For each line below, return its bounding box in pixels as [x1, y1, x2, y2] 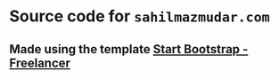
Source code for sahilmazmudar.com [9, 6, 270, 27]
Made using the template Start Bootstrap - [9, 42, 249, 57]
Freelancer [9, 55, 71, 70]
